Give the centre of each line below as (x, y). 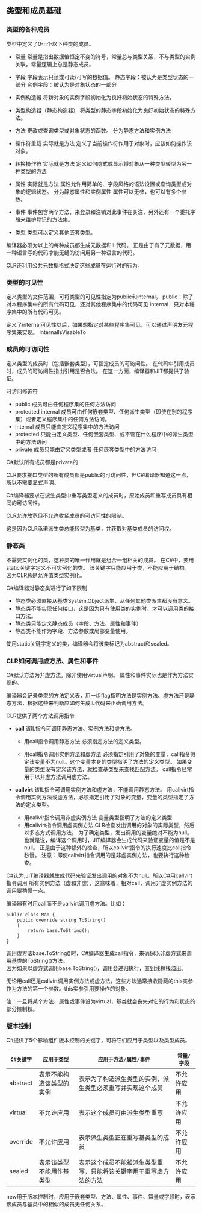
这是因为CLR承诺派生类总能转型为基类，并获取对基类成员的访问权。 (90, 529)
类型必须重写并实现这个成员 (124, 1088)
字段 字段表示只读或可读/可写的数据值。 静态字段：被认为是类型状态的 (102, 77)
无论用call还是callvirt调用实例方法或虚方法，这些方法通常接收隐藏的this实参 (100, 981)
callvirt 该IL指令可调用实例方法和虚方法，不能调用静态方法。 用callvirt (102, 789)
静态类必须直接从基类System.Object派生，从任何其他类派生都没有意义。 (104, 600)
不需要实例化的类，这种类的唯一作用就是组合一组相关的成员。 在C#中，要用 (100, 560)
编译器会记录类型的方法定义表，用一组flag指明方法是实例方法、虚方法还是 (98, 695)
